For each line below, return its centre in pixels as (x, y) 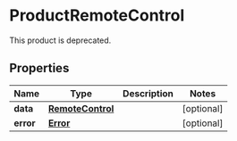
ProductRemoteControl (97, 16)
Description (148, 93)
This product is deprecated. (60, 40)
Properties (39, 68)
